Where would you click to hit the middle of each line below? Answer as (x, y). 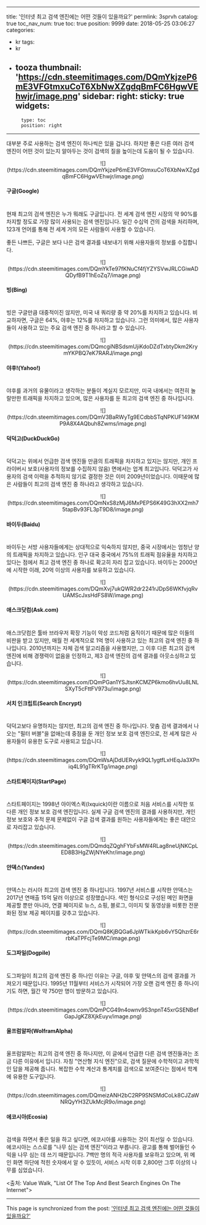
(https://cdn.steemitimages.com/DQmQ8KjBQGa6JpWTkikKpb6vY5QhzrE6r (103, 931)
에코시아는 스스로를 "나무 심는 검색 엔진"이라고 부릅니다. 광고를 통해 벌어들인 (98, 1147)
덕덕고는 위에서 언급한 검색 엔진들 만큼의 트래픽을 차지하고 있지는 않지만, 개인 (99, 461)
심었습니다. (31, 1170)
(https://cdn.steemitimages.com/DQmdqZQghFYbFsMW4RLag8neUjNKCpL (103, 846)
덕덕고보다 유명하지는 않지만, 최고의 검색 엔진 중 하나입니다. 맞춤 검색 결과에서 (100, 726)
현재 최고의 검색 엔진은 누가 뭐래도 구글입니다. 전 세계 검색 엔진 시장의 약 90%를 (102, 214)
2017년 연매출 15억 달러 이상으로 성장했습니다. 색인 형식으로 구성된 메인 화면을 (100, 897)
